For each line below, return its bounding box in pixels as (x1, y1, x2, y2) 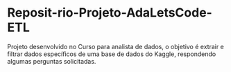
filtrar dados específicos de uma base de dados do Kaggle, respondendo (7, 50, 216, 58)
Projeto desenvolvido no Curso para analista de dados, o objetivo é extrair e (7, 42, 224, 51)
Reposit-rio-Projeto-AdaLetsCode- (7, 5, 213, 21)
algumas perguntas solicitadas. (7, 57, 96, 65)
